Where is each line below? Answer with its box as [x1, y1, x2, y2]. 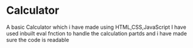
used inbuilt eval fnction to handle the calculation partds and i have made [6, 29, 187, 37]
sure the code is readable [6, 36, 70, 43]
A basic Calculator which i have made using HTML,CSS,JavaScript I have [6, 23, 187, 31]
